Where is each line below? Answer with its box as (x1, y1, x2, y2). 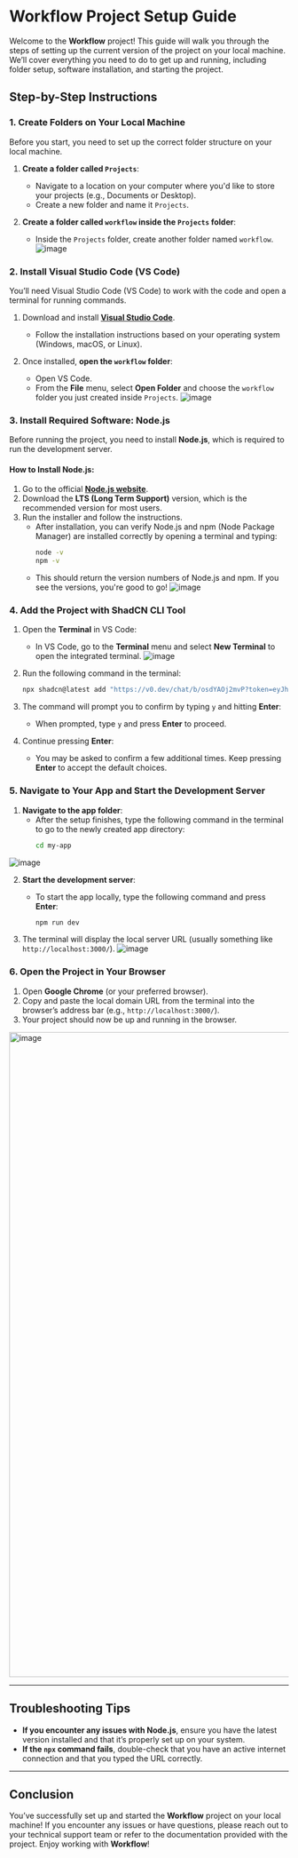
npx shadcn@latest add (21, 686, 106, 695)
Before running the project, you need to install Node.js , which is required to (9, 434, 286, 445)
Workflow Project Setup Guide (9, 6, 237, 27)
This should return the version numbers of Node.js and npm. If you (35, 573, 279, 584)
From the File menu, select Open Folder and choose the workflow (35, 382, 275, 393)
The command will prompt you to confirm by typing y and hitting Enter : (21, 702, 282, 712)
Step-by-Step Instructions (9, 90, 158, 105)
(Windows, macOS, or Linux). (35, 338, 143, 349)
